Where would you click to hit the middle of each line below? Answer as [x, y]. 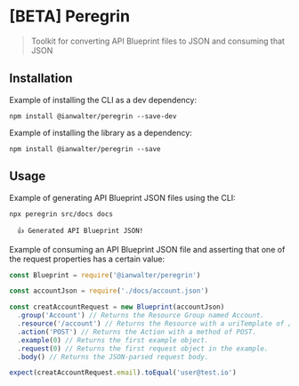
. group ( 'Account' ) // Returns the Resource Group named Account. [141, 316]
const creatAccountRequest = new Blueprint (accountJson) [117, 307]
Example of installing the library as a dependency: [101, 133]
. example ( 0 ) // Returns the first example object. [113, 340]
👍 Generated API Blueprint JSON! [81, 230]
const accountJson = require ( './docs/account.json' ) [109, 291]
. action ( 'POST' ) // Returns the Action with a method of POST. [137, 332]
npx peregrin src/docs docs [61, 214]
